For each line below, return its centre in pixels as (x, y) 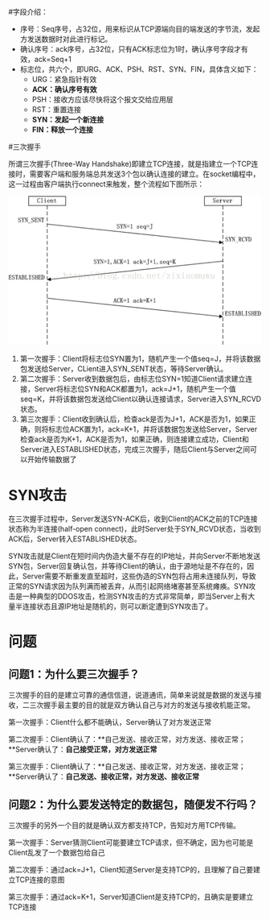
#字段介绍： (28, 12)
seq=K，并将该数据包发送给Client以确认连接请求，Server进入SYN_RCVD (141, 399)
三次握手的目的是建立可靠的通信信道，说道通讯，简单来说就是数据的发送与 (131, 695)
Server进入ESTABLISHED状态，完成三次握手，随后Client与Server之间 (135, 449)
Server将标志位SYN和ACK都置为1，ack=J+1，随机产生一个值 (135, 389)
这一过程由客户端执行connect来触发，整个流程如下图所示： (106, 184)
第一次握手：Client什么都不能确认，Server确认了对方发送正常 (110, 722)
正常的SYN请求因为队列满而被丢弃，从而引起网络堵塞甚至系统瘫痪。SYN (129, 586)
